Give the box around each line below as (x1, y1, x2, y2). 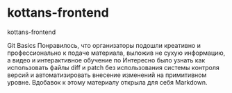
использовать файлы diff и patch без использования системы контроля (7, 63, 220, 71)
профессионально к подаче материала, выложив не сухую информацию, (7, 49, 226, 57)
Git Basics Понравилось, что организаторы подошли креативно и (7, 41, 201, 49)
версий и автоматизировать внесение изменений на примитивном (7, 71, 207, 79)
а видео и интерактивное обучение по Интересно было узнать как (7, 56, 206, 64)
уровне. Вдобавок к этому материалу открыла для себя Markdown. (7, 78, 208, 86)
